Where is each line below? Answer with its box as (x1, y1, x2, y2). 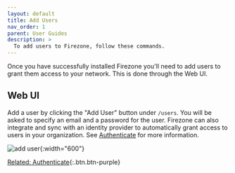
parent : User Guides (7, 29, 68, 37)
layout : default (7, 10, 55, 18)
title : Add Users (7, 17, 58, 24)
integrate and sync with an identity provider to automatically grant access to (7, 123, 228, 132)
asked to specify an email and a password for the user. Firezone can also (7, 116, 220, 124)
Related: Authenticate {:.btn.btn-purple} (7, 158, 121, 166)
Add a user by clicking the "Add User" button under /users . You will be (7, 108, 212, 116)
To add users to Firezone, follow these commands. (13, 43, 165, 50)
